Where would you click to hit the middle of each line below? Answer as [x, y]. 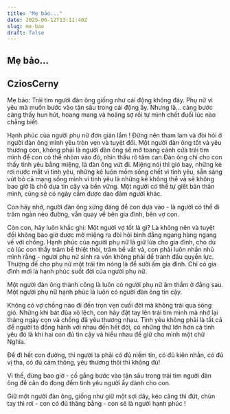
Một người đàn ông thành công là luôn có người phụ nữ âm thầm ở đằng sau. [115, 285]
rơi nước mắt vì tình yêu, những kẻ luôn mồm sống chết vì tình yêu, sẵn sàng [115, 172]
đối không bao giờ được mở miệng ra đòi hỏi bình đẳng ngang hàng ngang [112, 235]
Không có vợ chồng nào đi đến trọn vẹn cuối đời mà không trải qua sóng [110, 306]
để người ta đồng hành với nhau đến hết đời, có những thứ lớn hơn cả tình [111, 327]
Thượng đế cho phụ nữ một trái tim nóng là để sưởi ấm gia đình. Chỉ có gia [112, 264]
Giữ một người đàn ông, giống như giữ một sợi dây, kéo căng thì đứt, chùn [111, 396]
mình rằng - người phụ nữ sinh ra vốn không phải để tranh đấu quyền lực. [111, 257]
